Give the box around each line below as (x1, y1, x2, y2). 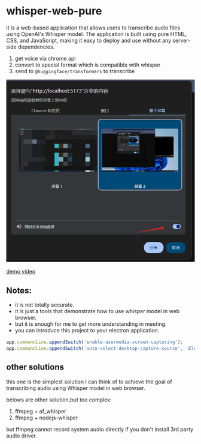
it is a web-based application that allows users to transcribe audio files (6, 24, 181, 31)
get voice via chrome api (14, 55, 76, 62)
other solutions (6, 362, 65, 373)
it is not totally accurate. (14, 301, 75, 308)
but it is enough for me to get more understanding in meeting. (14, 320, 167, 328)
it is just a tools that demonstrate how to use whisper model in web (14, 308, 180, 314)
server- (172, 37, 191, 44)
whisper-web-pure (6, 4, 102, 18)
